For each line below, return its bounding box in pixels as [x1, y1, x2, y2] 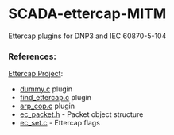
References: [8, 51, 57, 62]
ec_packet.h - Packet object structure [19, 110, 144, 119]
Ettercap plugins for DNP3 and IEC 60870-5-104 [8, 31, 167, 40]
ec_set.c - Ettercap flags [19, 118, 101, 128]
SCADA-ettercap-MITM [8, 5, 167, 23]
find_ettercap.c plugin [19, 93, 92, 102]
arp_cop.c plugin [19, 101, 75, 111]
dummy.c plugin [19, 84, 73, 94]
